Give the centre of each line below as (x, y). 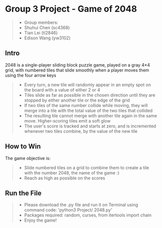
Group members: (41, 22)
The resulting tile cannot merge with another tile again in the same (90, 116)
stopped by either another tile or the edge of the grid (77, 100)
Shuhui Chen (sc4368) (47, 27)
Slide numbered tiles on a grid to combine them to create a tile (87, 167)
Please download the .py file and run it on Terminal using (81, 205)
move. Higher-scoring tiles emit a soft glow (67, 121)
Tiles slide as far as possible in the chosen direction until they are (90, 95)
